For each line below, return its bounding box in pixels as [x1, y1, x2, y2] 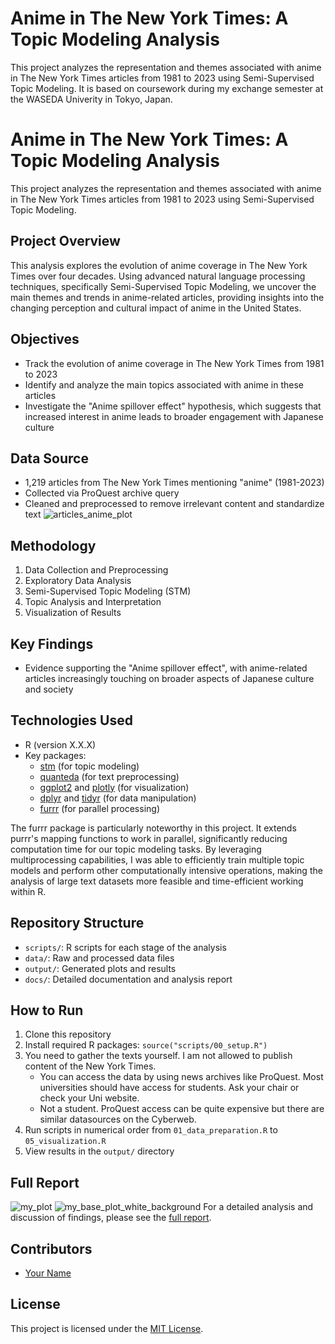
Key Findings [10, 635, 94, 652]
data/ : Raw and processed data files [24, 952, 175, 964]
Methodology [10, 537, 97, 554]
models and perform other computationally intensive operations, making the [10, 864, 323, 876]
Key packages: [24, 749, 87, 761]
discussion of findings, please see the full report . [10, 1212, 212, 1224]
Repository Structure [10, 915, 145, 932]
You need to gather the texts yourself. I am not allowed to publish [24, 1050, 293, 1062]
